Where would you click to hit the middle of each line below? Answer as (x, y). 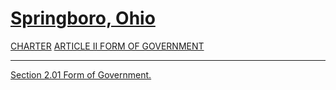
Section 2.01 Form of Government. (81, 74)
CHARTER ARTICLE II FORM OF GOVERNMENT (107, 46)
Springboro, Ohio (83, 18)
